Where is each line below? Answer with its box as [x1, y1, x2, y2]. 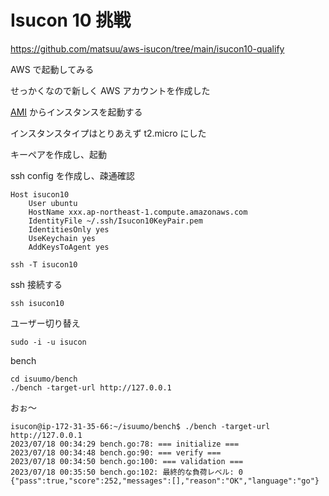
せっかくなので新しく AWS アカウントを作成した [10, 84, 211, 96]
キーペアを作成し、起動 [10, 148, 107, 160]
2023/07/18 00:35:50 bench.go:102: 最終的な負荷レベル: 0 [10, 467, 243, 477]
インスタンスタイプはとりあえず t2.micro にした [10, 127, 207, 139]
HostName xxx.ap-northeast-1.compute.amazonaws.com [28, 207, 248, 217]
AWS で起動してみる [10, 63, 95, 75]
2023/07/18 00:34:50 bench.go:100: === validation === [10, 456, 244, 466]
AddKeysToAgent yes [28, 242, 110, 252]
